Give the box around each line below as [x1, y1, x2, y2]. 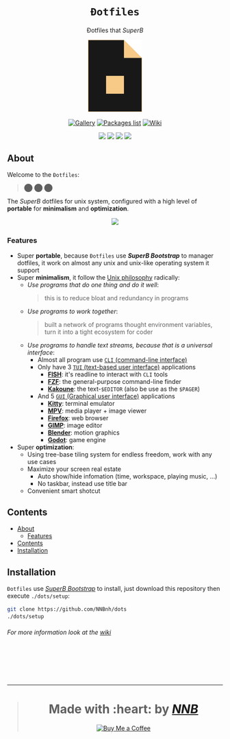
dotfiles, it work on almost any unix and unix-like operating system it [16, 258, 209, 267]
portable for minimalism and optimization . [7, 204, 129, 213]
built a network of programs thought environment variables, [44, 320, 213, 328]
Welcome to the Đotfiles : [7, 171, 80, 179]
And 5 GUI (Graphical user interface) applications [37, 391, 176, 400]
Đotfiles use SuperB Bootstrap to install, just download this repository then [7, 585, 220, 593]
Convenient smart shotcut [27, 487, 101, 495]
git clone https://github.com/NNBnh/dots [7, 606, 127, 613]
